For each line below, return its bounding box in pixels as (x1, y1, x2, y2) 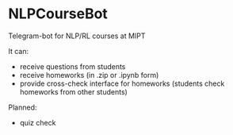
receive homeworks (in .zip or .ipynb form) (19, 70, 159, 79)
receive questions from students (19, 61, 126, 71)
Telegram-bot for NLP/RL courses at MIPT (8, 31, 146, 40)
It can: (8, 46, 29, 56)
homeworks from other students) (19, 87, 128, 96)
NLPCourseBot (8, 5, 109, 23)
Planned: (8, 102, 37, 112)
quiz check (19, 118, 56, 127)
